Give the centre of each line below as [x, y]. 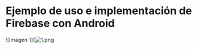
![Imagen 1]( [20, 40]
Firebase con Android [60, 23]
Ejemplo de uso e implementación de [99, 11]
